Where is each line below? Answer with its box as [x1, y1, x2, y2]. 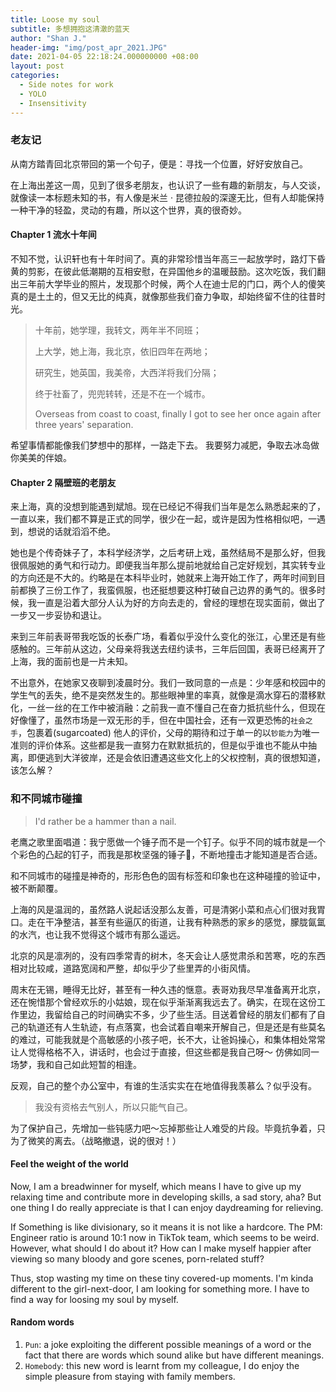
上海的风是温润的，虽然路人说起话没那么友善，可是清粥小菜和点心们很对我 [10, 903, 317, 915]
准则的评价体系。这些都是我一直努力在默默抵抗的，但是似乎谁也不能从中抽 [10, 739, 317, 751]
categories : [10, 71, 60, 81]
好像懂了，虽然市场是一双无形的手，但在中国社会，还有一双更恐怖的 [10, 714, 291, 726]
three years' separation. [34, 419, 134, 430]
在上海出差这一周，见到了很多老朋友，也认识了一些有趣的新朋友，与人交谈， [10, 179, 326, 191]
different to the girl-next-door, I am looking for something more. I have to [10, 1282, 310, 1295]
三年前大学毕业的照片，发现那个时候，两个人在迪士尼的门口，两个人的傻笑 [18, 278, 326, 290]
